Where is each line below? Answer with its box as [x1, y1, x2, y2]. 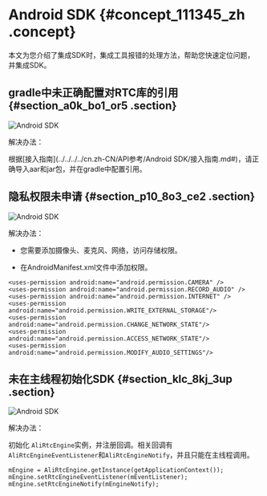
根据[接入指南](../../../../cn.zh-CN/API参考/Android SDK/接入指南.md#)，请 [8, 154, 253, 164]
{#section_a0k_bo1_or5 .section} [8, 99, 177, 113]
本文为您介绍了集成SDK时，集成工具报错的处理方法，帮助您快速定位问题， [8, 50, 255, 59]
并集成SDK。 [8, 60, 51, 70]
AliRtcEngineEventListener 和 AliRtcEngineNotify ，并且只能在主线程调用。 [8, 450, 254, 460]
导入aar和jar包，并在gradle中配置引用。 [14, 164, 147, 173]
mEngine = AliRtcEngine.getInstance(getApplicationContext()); [8, 466, 225, 474]
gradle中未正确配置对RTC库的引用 [8, 86, 179, 100]
